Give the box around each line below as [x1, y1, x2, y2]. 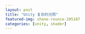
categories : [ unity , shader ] [5, 21, 67, 26]
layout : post [5, 7, 33, 12]
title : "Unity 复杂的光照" [5, 12, 58, 17]
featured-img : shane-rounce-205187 [5, 16, 80, 21]
